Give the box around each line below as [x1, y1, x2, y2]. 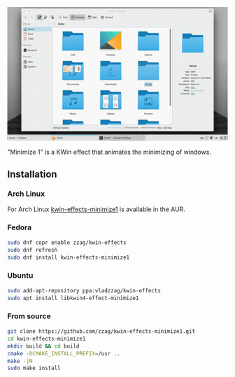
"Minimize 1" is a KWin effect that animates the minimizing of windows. [7, 148, 212, 157]
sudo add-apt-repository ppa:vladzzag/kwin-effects [7, 287, 161, 294]
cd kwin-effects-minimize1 [7, 335, 86, 342]
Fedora [7, 222, 32, 232]
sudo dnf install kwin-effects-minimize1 [7, 254, 130, 261]
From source [7, 311, 51, 321]
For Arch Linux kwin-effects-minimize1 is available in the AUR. [7, 205, 185, 213]
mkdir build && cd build [7, 343, 80, 350]
